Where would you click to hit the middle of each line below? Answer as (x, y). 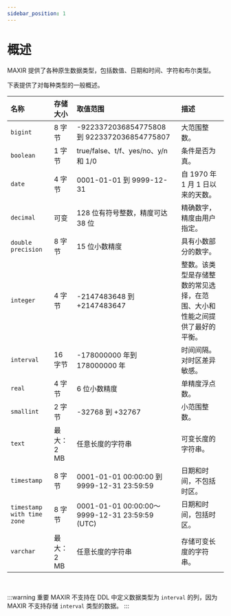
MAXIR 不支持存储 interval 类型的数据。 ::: (68, 606)
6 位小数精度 (97, 388)
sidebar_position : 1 (37, 13)
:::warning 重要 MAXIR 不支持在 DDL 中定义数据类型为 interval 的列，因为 (112, 597)
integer (23, 300)
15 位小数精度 (99, 246)
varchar (23, 551)
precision (26, 249)
